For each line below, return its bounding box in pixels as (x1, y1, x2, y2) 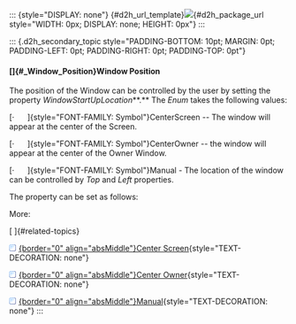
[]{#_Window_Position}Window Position (9, 66, 161, 76)
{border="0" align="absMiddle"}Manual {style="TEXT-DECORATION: (19, 297, 268, 307)
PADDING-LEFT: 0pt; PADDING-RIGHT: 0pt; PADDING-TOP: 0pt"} (9, 45, 246, 56)
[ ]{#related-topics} (9, 226, 80, 236)
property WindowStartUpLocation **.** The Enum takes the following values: (9, 95, 287, 105)
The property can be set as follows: (9, 191, 139, 203)
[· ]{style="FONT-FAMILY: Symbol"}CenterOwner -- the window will (9, 138, 267, 150)
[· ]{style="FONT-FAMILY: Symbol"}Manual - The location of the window (9, 165, 285, 176)
